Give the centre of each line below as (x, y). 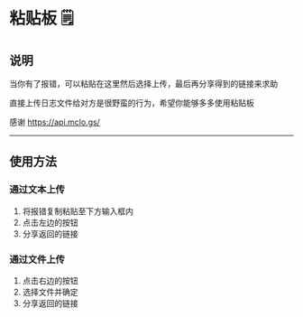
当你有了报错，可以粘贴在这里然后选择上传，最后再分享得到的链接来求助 (143, 84)
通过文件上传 (37, 259)
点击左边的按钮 (50, 222)
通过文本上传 (37, 190)
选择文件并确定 (50, 292)
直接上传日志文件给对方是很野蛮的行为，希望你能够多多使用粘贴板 (132, 103)
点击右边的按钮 (50, 280)
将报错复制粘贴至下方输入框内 (78, 211)
